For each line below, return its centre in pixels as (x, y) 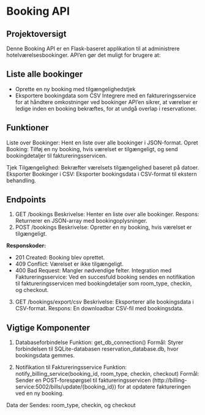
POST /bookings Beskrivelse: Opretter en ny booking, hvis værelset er (103, 227)
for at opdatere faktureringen (154, 387)
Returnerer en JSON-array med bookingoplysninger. (81, 221)
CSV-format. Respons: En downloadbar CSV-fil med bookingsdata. (99, 308)
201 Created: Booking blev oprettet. (60, 258)
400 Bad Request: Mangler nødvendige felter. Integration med (93, 271)
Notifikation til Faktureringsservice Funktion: (71, 367)
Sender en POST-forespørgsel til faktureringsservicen (83, 380)
